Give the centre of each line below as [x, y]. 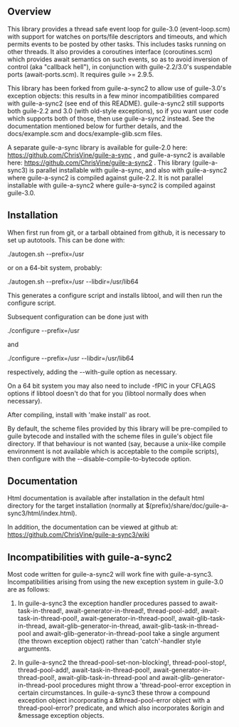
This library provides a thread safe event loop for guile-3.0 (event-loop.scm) [119, 29]
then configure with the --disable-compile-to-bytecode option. [100, 458]
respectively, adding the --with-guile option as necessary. [92, 372]
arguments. [34, 649]
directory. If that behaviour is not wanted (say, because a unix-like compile [117, 443]
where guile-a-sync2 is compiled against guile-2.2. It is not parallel [106, 177]
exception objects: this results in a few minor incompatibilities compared [113, 96]
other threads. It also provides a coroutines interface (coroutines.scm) [110, 51]
